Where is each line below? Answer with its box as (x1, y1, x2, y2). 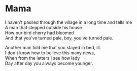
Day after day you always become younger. (5, 60, 93, 66)
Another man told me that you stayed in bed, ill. (5, 44, 101, 50)
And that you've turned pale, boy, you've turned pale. (5, 35, 113, 41)
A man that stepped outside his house (5, 24, 82, 30)
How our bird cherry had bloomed (5, 30, 74, 35)
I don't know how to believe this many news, (5, 50, 95, 56)
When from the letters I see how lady (5, 55, 80, 61)
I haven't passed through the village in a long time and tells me (5, 19, 132, 25)
